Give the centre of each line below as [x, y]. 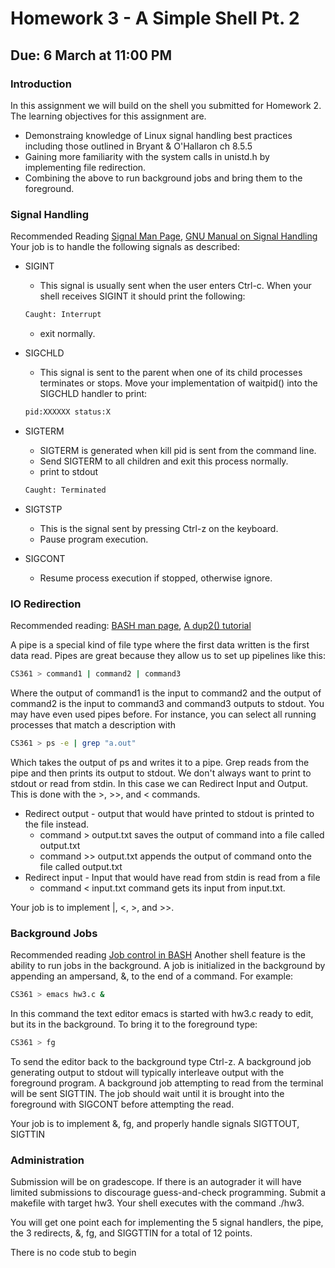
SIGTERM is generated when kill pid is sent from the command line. [178, 450]
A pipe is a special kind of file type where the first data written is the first [160, 645]
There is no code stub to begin [73, 1253]
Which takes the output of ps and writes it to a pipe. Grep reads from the [160, 762]
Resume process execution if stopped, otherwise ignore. [156, 578]
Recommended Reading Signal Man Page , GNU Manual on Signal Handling [164, 236]
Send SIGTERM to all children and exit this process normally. [164, 461]
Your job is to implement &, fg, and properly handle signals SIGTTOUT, [155, 1123]
